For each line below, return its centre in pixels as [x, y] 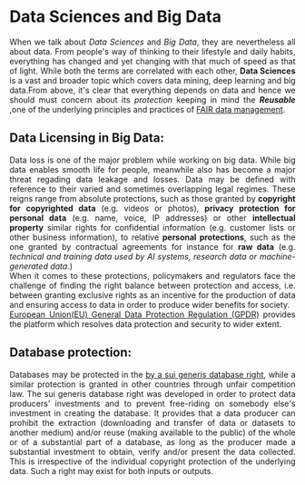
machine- [277, 256]
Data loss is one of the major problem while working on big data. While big [152, 160]
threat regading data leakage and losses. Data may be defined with [152, 179]
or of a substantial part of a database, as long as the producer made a [152, 441]
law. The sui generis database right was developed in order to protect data [152, 393]
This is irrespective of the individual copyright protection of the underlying [152, 461]
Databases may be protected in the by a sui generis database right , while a [152, 374]
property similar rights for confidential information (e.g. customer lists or [152, 227]
